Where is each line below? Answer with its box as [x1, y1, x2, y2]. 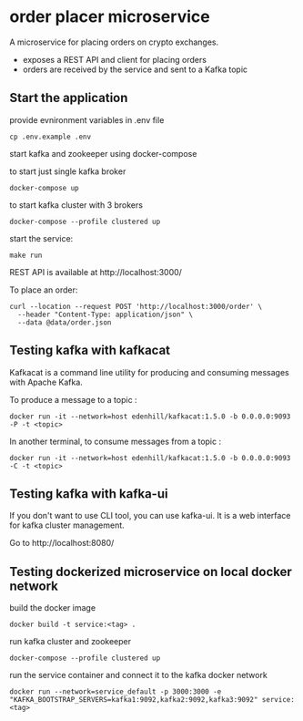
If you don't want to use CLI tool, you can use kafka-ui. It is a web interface [9, 510, 291, 521]
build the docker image [9, 603, 96, 613]
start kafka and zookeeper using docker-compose [9, 148, 197, 159]
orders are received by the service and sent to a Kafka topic [22, 64, 248, 75]
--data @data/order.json [17, 317, 112, 327]
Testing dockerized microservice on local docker [9, 563, 293, 580]
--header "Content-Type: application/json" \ [17, 310, 194, 319]
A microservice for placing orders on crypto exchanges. [9, 36, 219, 47]
